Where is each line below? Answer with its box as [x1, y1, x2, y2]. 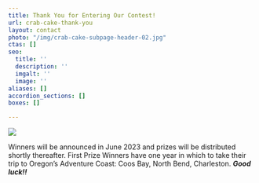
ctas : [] [8, 41, 37, 49]
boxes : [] [8, 99, 41, 107]
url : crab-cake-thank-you [8, 19, 93, 27]
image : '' [15, 77, 47, 85]
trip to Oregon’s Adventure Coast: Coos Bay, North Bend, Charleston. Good [8, 159, 251, 169]
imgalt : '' [15, 70, 51, 78]
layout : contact [8, 26, 61, 34]
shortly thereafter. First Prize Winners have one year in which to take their [8, 151, 246, 160]
